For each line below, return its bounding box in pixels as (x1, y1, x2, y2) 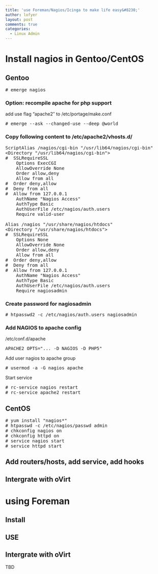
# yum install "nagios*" (5, 418, 67, 423)
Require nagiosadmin (16, 288, 67, 293)
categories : (5, 27, 31, 32)
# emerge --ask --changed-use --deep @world (5, 121, 119, 127)
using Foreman (5, 495, 70, 507)
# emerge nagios (5, 87, 46, 92)
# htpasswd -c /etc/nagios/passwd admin (5, 423, 108, 429)
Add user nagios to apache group (5, 355, 76, 361)
